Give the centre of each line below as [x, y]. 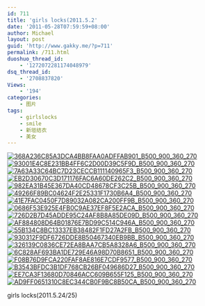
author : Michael [31, 33]
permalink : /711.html [39, 53]
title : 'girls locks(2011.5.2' [52, 20]
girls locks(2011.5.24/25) [42, 296]
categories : [24, 98]
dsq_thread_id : [29, 72]
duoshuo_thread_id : [35, 59]
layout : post [26, 40]
